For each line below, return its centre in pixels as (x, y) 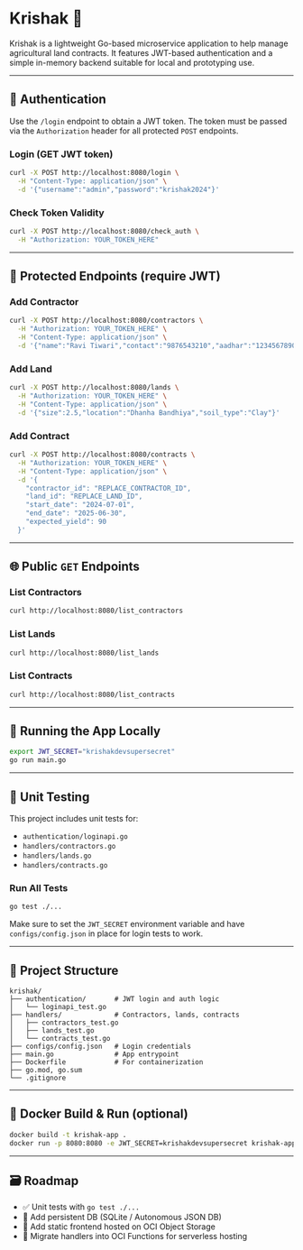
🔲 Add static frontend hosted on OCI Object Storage (119, 1227)
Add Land (31, 369)
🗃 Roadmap (44, 1181)
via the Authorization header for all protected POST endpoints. (124, 131)
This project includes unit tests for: (74, 819)
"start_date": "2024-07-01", (80, 505)
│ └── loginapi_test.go (58, 1007)
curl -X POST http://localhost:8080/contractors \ (106, 321)
